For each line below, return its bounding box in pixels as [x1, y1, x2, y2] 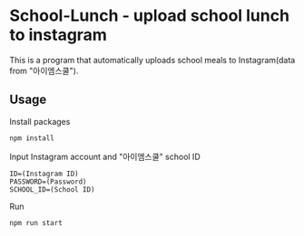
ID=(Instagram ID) [9, 169, 79, 178]
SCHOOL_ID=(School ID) [9, 184, 95, 194]
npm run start [9, 218, 64, 227]
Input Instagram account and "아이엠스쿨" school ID [9, 151, 201, 162]
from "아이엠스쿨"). [9, 65, 79, 76]
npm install [9, 133, 54, 143]
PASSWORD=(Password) [9, 177, 88, 186]
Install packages [9, 116, 71, 127]
